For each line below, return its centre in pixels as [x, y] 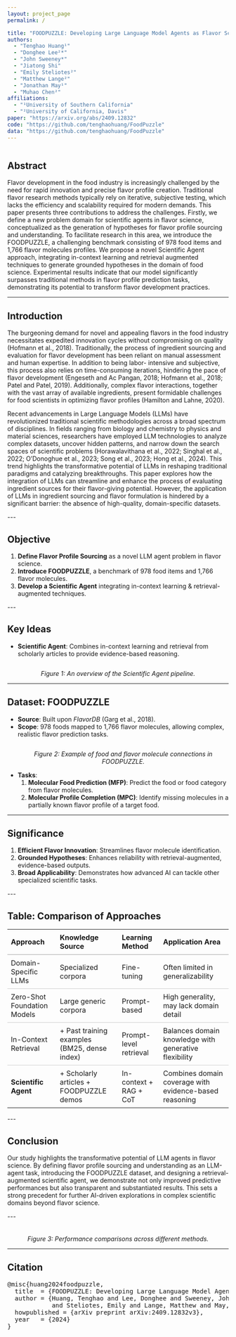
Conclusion [33, 1141]
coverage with [186, 1082]
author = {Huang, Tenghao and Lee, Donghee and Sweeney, [115, 1298]
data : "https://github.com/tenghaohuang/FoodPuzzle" [86, 131]
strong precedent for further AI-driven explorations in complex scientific [112, 1195]
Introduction [35, 316]
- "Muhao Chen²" [37, 92]
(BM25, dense [83, 1049]
